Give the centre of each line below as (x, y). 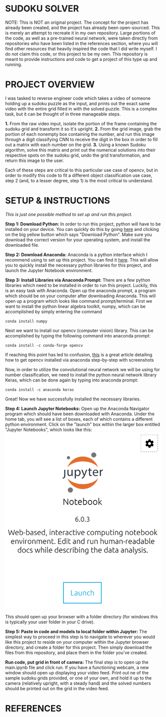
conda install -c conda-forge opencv (44, 345)
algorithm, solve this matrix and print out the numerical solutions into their (81, 150)
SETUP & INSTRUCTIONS (58, 201)
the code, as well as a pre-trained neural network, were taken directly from (82, 38)
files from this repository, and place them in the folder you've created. (76, 653)
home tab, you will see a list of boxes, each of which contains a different (79, 419)
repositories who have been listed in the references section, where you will (82, 43)
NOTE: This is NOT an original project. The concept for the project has (77, 22)
